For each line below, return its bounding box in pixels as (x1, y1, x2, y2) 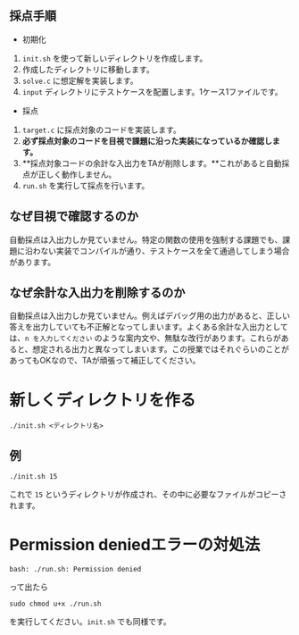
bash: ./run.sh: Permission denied (9, 565, 142, 574)
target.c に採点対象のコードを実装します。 (21, 124, 181, 135)
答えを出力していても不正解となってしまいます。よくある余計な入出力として (9, 322, 288, 332)
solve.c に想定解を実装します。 (21, 75, 138, 86)
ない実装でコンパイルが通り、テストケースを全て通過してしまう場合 (39, 245, 290, 256)
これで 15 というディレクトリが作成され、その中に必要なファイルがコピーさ (9, 489, 287, 500)
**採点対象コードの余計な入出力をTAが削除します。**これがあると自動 (21, 157, 282, 168)
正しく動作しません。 (37, 169, 117, 180)
